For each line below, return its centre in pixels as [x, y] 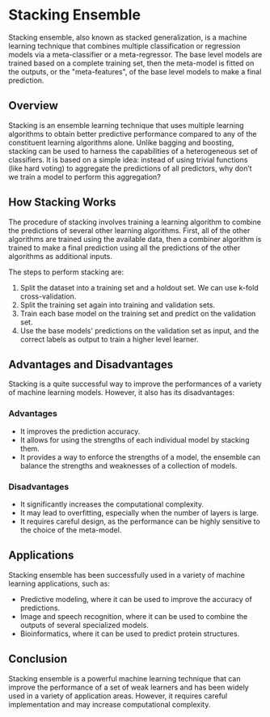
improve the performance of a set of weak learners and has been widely [129, 687]
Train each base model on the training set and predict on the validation [138, 313]
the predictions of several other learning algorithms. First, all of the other [129, 230]
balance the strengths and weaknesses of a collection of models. [129, 465]
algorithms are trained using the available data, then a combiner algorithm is [135, 239]
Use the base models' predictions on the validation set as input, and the [139, 330]
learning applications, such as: [59, 583]
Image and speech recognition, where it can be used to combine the [134, 616]
